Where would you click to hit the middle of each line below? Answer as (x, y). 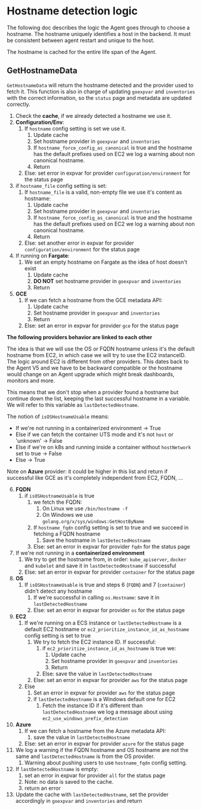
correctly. (19, 104)
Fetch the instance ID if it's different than (92, 705)
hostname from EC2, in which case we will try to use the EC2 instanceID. (96, 355)
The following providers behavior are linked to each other (80, 337)
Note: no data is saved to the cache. (69, 781)
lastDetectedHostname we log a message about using (107, 712)
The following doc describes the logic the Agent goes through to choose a (98, 28)
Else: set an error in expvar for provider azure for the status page (104, 744)
